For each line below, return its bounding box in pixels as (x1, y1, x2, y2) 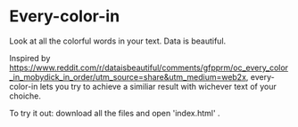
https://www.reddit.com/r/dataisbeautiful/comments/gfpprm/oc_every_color (9, 62, 288, 73)
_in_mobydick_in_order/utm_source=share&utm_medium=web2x (9, 71, 247, 82)
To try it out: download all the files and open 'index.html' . (9, 107, 220, 118)
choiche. (9, 91, 42, 101)
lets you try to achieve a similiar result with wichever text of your (39, 81, 277, 91)
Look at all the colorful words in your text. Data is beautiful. (9, 36, 227, 46)
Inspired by (9, 52, 51, 63)
